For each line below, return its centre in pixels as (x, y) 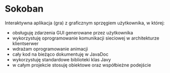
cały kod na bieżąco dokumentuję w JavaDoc (60, 54)
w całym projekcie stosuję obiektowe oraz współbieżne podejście (82, 65)
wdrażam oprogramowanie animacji (50, 49)
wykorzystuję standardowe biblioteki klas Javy (62, 59)
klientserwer (25, 43)
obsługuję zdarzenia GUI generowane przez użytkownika (73, 32)
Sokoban (24, 9)
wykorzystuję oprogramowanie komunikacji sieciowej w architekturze (86, 38)
